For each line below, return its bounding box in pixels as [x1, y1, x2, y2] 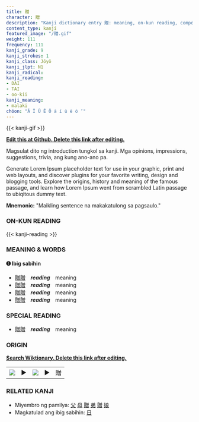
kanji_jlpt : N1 [6, 64, 44, 70]
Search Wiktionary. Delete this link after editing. [6, 354, 127, 361]
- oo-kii [6, 92, 28, 97]
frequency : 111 [6, 42, 44, 48]
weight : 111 [6, 36, 36, 42]
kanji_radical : [6, 70, 44, 75]
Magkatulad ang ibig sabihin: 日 [14, 408, 92, 416]
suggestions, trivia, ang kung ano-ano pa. [6, 154, 108, 161]
